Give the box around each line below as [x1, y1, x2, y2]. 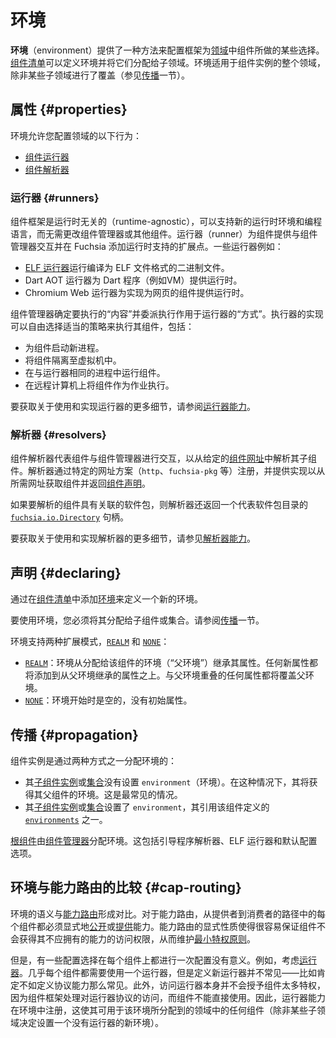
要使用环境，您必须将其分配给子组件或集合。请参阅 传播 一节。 [10, 614, 265, 626]
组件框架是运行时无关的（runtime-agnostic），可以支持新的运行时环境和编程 [10, 216, 323, 228]
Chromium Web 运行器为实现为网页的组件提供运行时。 [24, 287, 250, 299]
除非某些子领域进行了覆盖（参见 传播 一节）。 [10, 69, 190, 81]
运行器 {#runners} [10, 191, 100, 205]
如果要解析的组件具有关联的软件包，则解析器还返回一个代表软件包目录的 [10, 499, 308, 511]
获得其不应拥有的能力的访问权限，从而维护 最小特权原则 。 [18, 932, 256, 945]
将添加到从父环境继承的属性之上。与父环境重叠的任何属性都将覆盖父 [24, 669, 306, 681]
